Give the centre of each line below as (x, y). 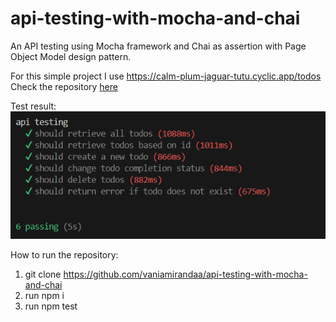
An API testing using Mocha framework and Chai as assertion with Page (158, 46)
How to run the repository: (64, 254)
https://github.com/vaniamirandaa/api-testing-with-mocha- (185, 274)
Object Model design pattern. (71, 56)
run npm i (44, 295)
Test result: (33, 106)
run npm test (51, 306)
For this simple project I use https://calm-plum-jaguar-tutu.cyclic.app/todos (166, 76)
